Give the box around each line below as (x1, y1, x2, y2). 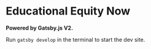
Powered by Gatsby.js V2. (6, 24, 74, 31)
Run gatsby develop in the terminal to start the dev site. (6, 36, 145, 43)
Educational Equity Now (6, 4, 130, 18)
